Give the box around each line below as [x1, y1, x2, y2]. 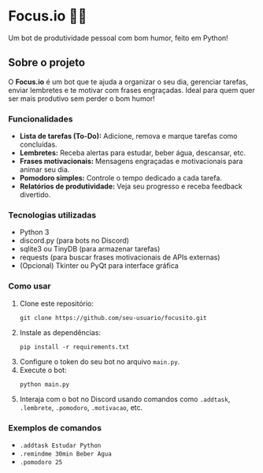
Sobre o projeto [8, 56, 85, 69]
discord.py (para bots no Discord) [19, 236, 130, 245]
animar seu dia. [19, 165, 70, 174]
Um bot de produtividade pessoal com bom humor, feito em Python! [8, 33, 228, 43]
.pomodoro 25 [19, 458, 63, 466]
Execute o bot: [19, 365, 67, 374]
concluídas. [19, 140, 57, 149]
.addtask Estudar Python [19, 441, 102, 449]
